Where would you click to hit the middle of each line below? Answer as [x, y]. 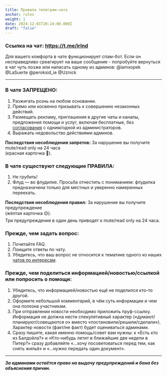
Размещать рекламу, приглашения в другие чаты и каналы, [76, 117]
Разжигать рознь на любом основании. [54, 101]
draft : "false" [21, 28]
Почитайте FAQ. [29, 244]
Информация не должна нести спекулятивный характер [72, 317]
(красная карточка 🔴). [29, 153]
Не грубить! [25, 177]
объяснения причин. [28, 368]
